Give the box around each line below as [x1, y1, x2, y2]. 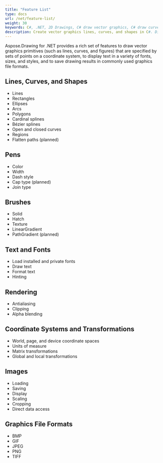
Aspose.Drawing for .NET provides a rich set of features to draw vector [5, 43, 147, 48]
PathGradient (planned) [12, 231, 59, 237]
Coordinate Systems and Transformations [5, 325, 135, 333]
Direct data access [12, 406, 50, 412]
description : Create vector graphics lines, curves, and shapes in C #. [5, 30, 153, 34]
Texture [12, 221, 28, 227]
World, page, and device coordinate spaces [12, 338, 99, 344]
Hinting [12, 274, 27, 280]
